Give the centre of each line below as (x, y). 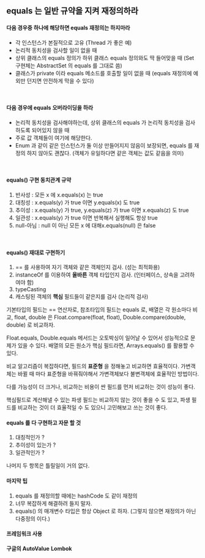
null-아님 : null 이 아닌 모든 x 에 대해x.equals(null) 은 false (85, 225)
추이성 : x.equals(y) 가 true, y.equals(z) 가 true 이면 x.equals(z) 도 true (102, 210)
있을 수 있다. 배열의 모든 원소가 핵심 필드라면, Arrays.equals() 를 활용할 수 (106, 346)
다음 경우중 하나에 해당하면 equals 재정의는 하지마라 (68, 28)
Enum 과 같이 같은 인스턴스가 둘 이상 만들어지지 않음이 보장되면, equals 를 (104, 145)
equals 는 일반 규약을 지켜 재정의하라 (73, 11)
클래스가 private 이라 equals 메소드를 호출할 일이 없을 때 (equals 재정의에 (103, 73)
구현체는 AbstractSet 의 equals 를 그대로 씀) (69, 65)
